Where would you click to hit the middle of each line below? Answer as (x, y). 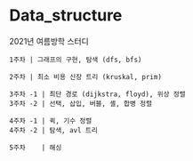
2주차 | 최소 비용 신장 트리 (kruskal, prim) (86, 76)
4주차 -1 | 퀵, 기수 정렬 (51, 121)
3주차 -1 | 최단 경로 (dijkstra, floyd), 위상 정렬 (97, 94)
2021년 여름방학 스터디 (49, 41)
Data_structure (66, 16)
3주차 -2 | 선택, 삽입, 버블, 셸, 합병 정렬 (81, 103)
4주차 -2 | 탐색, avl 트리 (53, 130)
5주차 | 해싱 (36, 148)
